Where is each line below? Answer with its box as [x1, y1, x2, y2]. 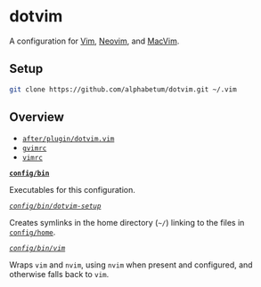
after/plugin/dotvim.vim [21, 135, 115, 144]
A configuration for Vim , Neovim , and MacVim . [9, 36, 180, 46]
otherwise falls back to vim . [9, 269, 110, 280]
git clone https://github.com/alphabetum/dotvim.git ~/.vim [9, 84, 238, 94]
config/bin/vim [9, 244, 66, 253]
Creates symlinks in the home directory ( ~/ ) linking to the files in [9, 218, 245, 228]
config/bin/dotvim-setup [9, 202, 102, 211]
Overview [9, 109, 65, 125]
